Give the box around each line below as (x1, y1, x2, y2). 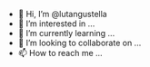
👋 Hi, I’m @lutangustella (17, 9, 107, 19)
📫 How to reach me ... (17, 48, 103, 58)
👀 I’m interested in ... (17, 18, 95, 29)
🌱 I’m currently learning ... (17, 28, 115, 38)
